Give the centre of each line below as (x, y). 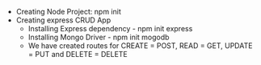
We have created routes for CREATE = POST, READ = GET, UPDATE (140, 46)
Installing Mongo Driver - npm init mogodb (99, 37)
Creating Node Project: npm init (68, 12)
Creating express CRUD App (63, 20)
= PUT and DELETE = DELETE (78, 54)
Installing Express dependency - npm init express (110, 28)
